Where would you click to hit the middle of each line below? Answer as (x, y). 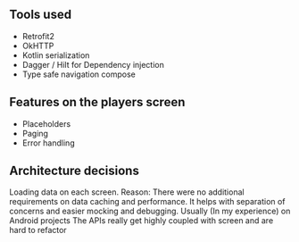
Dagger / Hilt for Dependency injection (93, 64)
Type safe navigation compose (79, 74)
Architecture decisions (75, 171)
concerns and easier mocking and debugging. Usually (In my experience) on (150, 211)
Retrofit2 (38, 36)
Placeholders (46, 123)
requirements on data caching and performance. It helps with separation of (147, 202)
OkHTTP (38, 46)
